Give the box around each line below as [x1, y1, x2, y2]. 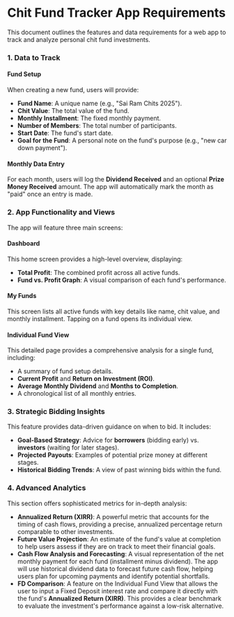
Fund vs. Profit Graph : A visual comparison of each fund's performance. [17, 276, 226, 284]
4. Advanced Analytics [7, 483, 86, 493]
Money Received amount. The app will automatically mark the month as [7, 183, 214, 191]
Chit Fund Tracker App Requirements [7, 5, 226, 21]
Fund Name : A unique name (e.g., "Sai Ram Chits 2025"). [17, 99, 182, 107]
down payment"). [17, 144, 68, 152]
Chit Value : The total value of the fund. [17, 107, 130, 115]
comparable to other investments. [17, 527, 115, 535]
